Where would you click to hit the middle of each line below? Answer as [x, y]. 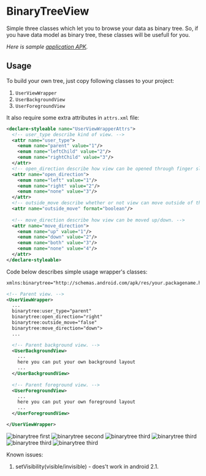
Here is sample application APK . [47, 47]
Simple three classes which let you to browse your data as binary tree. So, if [102, 28]
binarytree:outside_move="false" [55, 323]
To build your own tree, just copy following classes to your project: [90, 80]
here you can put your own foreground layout [77, 402]
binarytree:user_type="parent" [52, 311]
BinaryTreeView [48, 11]
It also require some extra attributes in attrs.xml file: [73, 117]
